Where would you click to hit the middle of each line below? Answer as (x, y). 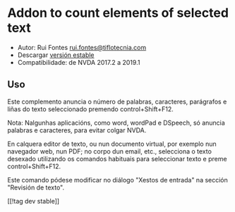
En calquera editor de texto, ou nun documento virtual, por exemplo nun (112, 144)
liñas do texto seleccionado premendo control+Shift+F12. (91, 109)
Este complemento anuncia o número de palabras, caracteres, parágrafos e (117, 101)
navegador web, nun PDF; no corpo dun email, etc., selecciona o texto (109, 151)
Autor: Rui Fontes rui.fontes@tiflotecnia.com (82, 47)
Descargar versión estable (56, 55)
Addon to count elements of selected (118, 13)
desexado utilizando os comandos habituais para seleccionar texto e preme (117, 158)
